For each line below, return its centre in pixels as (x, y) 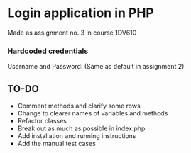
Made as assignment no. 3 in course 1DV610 (72, 33)
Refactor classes (42, 121)
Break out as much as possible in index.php (81, 128)
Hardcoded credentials (48, 51)
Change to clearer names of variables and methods (93, 113)
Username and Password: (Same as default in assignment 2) (96, 67)
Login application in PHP (81, 13)
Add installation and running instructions (77, 136)
